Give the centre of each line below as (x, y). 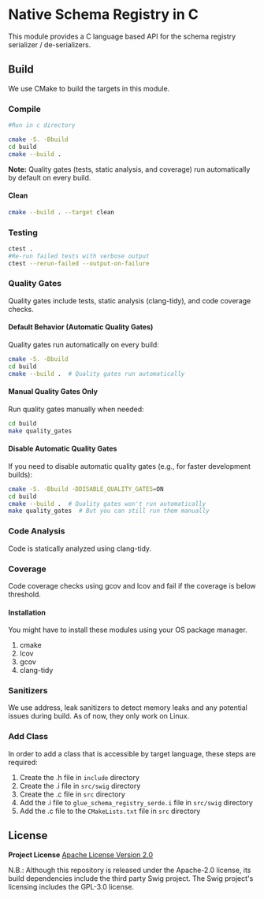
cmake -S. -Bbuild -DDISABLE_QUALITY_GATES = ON (86, 489)
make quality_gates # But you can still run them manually (109, 511)
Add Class (28, 737)
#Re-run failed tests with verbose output (79, 256)
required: (23, 762)
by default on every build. (50, 177)
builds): (20, 474)
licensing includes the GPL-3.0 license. (71, 886)
